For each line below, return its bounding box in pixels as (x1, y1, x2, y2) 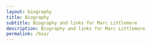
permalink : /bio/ (6, 31, 50, 37)
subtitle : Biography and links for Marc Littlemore (6, 20, 137, 26)
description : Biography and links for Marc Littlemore (6, 25, 146, 32)
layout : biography (6, 8, 52, 15)
